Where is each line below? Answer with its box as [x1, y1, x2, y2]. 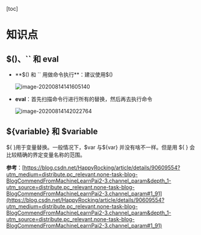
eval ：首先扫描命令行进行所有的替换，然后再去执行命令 [14, 96, 153, 102]
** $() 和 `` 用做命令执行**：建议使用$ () [14, 71, 113, 78]
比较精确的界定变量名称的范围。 [6, 151, 85, 158]
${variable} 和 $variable [6, 127, 98, 137]
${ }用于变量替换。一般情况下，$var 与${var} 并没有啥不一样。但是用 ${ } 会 [6, 143, 196, 151]
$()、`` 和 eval [6, 54, 59, 64]
